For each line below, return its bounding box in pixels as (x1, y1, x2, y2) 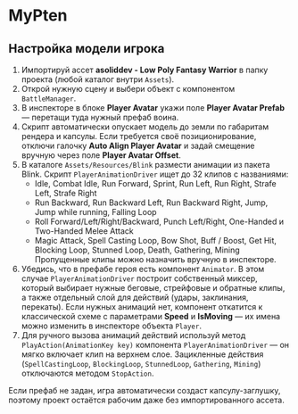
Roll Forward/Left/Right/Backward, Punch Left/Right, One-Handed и (34, 216, 285, 227)
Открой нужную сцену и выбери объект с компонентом (21, 84, 236, 94)
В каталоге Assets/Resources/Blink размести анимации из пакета (21, 160, 270, 170)
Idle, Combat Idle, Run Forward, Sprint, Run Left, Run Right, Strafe (34, 178, 277, 188)
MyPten (8, 5, 68, 26)
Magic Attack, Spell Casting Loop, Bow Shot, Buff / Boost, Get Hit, (34, 236, 277, 245)
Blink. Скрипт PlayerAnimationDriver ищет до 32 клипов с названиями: (21, 169, 289, 179)
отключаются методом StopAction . (21, 368, 154, 378)
